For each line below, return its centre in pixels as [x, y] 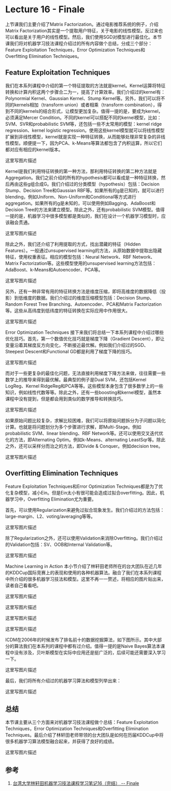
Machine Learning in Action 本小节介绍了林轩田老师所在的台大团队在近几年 [84, 566]
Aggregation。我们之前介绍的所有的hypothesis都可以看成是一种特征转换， [83, 177]
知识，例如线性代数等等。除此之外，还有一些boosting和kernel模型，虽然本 [83, 392]
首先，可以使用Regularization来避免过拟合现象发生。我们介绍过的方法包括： [85, 510]
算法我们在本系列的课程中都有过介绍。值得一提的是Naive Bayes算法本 [87, 646]
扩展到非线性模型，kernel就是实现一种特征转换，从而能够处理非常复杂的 [81, 137]
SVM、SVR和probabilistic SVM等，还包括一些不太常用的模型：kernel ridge [83, 124]
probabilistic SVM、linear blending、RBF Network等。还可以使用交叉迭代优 [84, 433]
